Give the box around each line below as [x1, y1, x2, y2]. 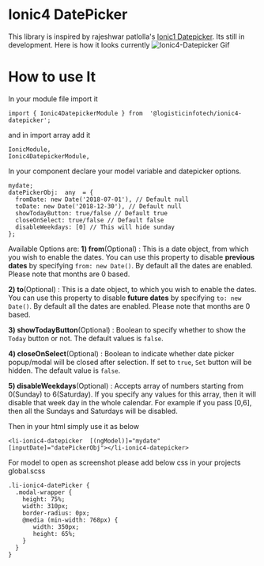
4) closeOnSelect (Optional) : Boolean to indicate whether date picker [8, 348, 235, 358]
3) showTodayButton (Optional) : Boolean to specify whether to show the [8, 325, 247, 334]
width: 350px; [32, 522, 80, 531]
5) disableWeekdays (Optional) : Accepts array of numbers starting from [8, 381, 243, 390]
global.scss [8, 465, 46, 476]
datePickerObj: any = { [8, 188, 93, 196]
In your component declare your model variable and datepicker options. [8, 166, 242, 176]
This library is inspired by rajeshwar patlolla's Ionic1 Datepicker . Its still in [8, 32, 245, 41]
